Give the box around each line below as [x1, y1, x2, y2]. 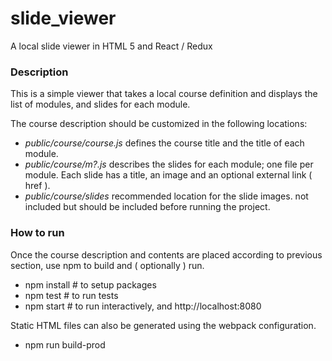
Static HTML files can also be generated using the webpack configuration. [10, 319, 317, 331]
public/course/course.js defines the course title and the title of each [24, 137, 305, 149]
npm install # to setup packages [24, 278, 157, 291]
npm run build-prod [24, 338, 106, 351]
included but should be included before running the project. [24, 201, 271, 213]
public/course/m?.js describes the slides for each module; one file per [24, 158, 314, 171]
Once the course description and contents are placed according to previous [10, 248, 323, 261]
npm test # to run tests [24, 289, 119, 301]
